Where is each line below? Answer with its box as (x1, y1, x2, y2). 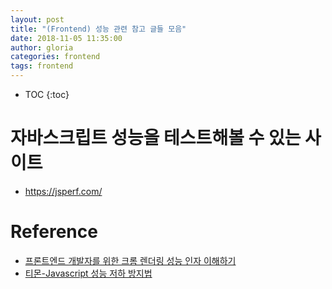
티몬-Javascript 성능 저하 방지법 (24, 267, 153, 279)
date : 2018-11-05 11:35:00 (10, 33, 123, 43)
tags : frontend (10, 61, 74, 71)
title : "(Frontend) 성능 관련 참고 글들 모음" (10, 24, 187, 34)
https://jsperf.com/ (24, 185, 103, 197)
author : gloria (10, 42, 74, 53)
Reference (10, 221, 98, 243)
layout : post (10, 14, 65, 25)
